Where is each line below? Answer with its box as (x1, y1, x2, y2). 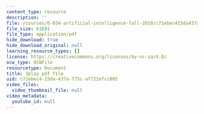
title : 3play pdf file (6, 71, 64, 77)
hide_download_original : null (6, 43, 83, 49)
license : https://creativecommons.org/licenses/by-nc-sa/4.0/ (6, 54, 167, 60)
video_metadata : (6, 93, 47, 99)
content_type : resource (6, 8, 67, 15)
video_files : (6, 82, 39, 88)
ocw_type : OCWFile (6, 59, 53, 65)
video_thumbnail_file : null (12, 87, 83, 93)
